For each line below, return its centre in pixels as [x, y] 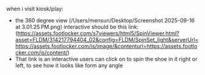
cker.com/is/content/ [41, 53]
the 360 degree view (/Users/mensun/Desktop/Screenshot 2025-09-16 [105, 20]
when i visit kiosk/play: [35, 9]
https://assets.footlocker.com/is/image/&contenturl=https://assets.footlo [106, 46]
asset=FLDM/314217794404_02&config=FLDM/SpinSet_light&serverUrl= [107, 40]
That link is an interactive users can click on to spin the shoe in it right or [106, 59]
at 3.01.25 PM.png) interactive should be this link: [77, 27]
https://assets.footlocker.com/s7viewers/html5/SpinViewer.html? [99, 33]
